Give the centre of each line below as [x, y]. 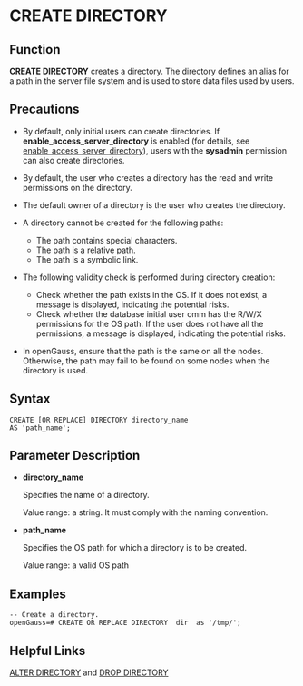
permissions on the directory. [78, 187]
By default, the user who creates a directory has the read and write [148, 177]
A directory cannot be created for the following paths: [123, 223]
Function [35, 50]
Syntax [30, 399]
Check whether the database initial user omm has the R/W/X [149, 313]
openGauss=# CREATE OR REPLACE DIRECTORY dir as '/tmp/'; [126, 623]
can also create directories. [73, 160]
